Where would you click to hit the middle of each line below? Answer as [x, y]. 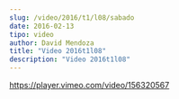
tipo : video [31, 34]
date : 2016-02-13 [42, 26]
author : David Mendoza [52, 43]
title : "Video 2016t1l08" [58, 51]
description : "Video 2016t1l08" [70, 59]
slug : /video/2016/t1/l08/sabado [72, 18]
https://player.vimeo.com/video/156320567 [89, 85]
